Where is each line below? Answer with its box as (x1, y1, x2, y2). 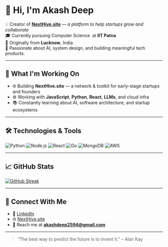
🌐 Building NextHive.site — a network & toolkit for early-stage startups (12, 83, 160, 89)
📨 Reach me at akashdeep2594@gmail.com (12, 222, 106, 228)
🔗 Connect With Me (5, 197, 67, 206)
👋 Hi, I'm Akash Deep (5, 5, 94, 16)
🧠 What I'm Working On (5, 70, 79, 78)
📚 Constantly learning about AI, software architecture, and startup (12, 99, 150, 105)
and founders (12, 88, 40, 94)
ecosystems (12, 106, 38, 112)
